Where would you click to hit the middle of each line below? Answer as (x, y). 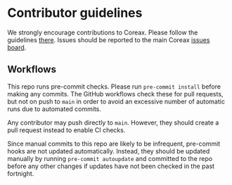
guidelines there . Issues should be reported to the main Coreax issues (109, 39)
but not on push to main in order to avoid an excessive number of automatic (116, 101)
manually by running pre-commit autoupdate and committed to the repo (110, 158)
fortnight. (21, 173)
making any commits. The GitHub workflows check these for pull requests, (115, 94)
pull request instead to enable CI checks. (66, 130)
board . (17, 47)
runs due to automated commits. (54, 109)
